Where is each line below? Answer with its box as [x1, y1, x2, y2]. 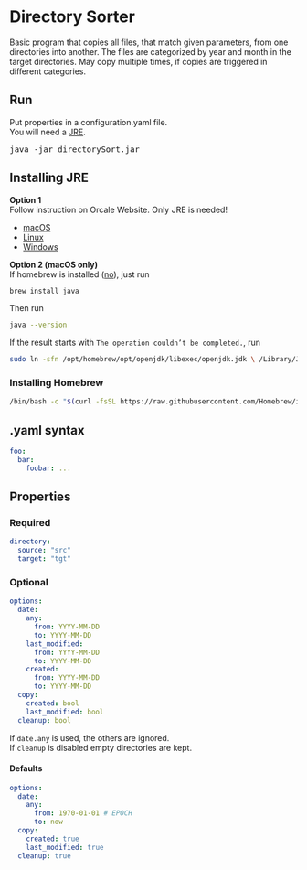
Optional [9, 576, 48, 589]
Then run [9, 303, 44, 314]
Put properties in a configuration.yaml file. [9, 116, 168, 127]
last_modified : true [26, 843, 104, 852]
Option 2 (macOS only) [9, 259, 99, 270]
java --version [9, 320, 68, 330]
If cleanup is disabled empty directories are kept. [9, 742, 193, 753]
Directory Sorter [9, 6, 135, 27]
